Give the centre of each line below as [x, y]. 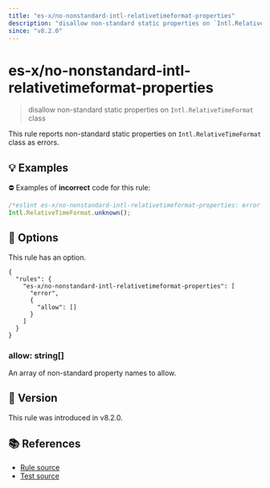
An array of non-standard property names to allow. [92, 373]
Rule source [40, 467]
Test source [40, 476]
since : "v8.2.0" [35, 31]
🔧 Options [33, 238]
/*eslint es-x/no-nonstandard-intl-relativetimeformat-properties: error [135, 206]
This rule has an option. [47, 257]
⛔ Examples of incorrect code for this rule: [80, 188]
